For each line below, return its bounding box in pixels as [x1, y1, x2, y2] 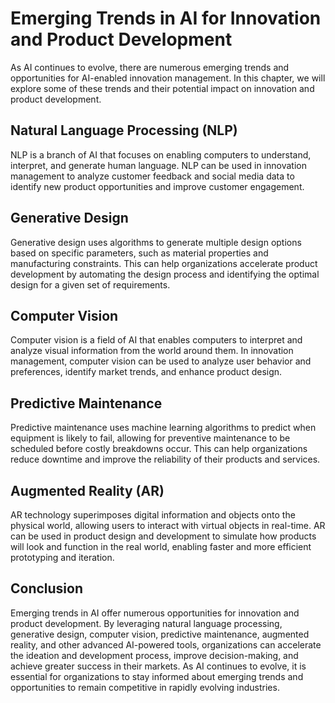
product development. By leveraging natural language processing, [10, 617, 283, 629]
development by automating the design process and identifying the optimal [10, 268, 320, 280]
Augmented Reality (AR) [10, 482, 165, 499]
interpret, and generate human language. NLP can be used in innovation [10, 159, 307, 171]
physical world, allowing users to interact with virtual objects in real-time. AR [10, 520, 326, 531]
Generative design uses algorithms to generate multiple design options [10, 236, 302, 248]
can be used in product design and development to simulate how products [10, 530, 317, 542]
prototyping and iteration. [10, 552, 115, 563]
